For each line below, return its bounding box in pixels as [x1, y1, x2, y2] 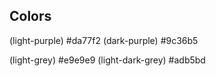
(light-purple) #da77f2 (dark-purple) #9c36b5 [9, 34, 199, 46]
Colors [9, 8, 52, 25]
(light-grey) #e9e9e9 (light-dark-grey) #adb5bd [9, 54, 206, 66]
